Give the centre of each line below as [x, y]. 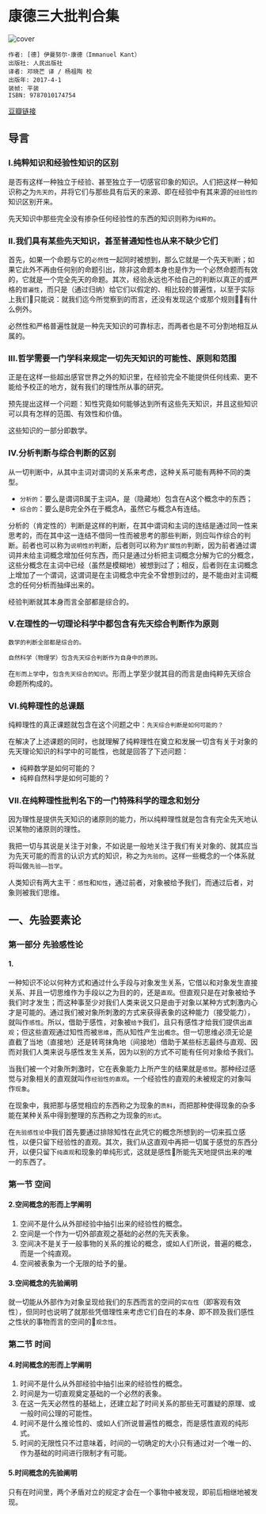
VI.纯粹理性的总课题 [46, 706]
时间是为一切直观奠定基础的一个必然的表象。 [93, 1394]
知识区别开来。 [32, 201]
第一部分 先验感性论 [46, 944]
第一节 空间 [30, 1184]
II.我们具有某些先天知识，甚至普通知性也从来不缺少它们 [113, 241]
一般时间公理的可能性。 [58, 1413]
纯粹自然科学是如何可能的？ [65, 778]
